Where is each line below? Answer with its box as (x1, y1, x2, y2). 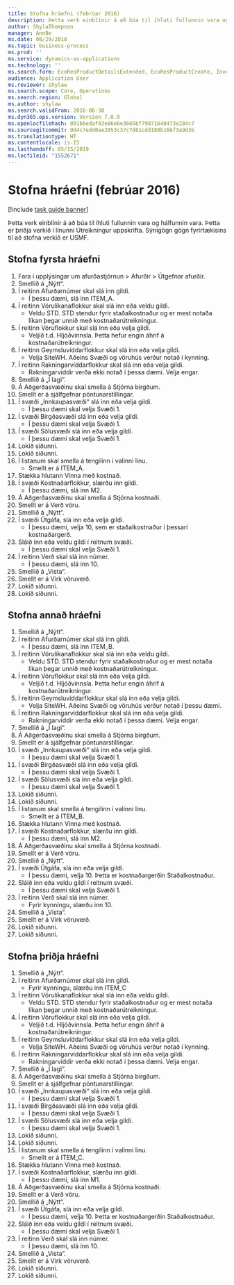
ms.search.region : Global (8, 94, 83, 101)
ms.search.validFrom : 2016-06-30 (8, 107, 105, 114)
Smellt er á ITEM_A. (28, 463, 85, 472)
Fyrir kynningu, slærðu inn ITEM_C (28, 984, 127, 992)
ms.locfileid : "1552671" (8, 152, 80, 160)
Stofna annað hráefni (8, 609, 101, 622)
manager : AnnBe (8, 29, 52, 37)
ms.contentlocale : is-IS (8, 140, 80, 147)
